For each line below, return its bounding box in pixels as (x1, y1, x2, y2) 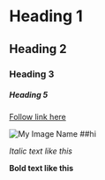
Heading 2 (9, 41, 68, 56)
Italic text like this (9, 146, 73, 156)
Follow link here (9, 112, 66, 123)
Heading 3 (9, 68, 55, 80)
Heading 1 (9, 6, 84, 26)
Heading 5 (9, 90, 49, 101)
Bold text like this (9, 163, 74, 174)
